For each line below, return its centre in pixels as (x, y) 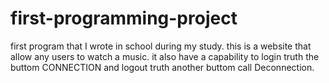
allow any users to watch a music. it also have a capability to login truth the (165, 56)
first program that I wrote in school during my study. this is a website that (161, 46)
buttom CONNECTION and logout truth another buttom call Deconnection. (162, 67)
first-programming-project (124, 18)
